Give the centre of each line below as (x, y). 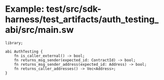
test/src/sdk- (74, 9)
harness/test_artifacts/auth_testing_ (82, 19)
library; (14, 43)
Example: (25, 9)
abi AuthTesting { (24, 52)
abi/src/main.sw (40, 30)
